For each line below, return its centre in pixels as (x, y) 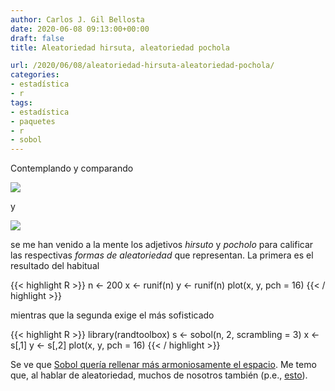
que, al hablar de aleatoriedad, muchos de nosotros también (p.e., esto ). (159, 375)
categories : (35, 75)
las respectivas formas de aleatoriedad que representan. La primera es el (162, 255)
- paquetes (33, 121)
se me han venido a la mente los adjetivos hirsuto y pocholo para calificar (162, 245)
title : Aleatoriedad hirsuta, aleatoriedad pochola (120, 47)
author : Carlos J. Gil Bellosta (77, 19)
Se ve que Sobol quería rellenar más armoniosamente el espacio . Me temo (163, 365)
